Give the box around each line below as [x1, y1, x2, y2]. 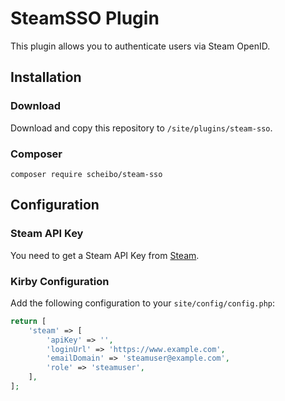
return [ [10, 316, 47, 326]
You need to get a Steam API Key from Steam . [10, 249, 200, 261]
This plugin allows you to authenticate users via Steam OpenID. [10, 40, 271, 52]
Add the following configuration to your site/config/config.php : [10, 297, 276, 309]
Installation [10, 69, 82, 86]
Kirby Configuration [10, 274, 110, 288]
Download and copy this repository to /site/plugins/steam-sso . [10, 122, 273, 134]
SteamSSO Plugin [10, 7, 160, 30]
